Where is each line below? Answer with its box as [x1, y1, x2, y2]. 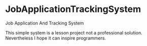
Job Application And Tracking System [5, 20, 84, 26]
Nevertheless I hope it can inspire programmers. [5, 35, 106, 41]
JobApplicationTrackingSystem [5, 3, 141, 15]
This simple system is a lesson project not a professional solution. [5, 29, 143, 35]
